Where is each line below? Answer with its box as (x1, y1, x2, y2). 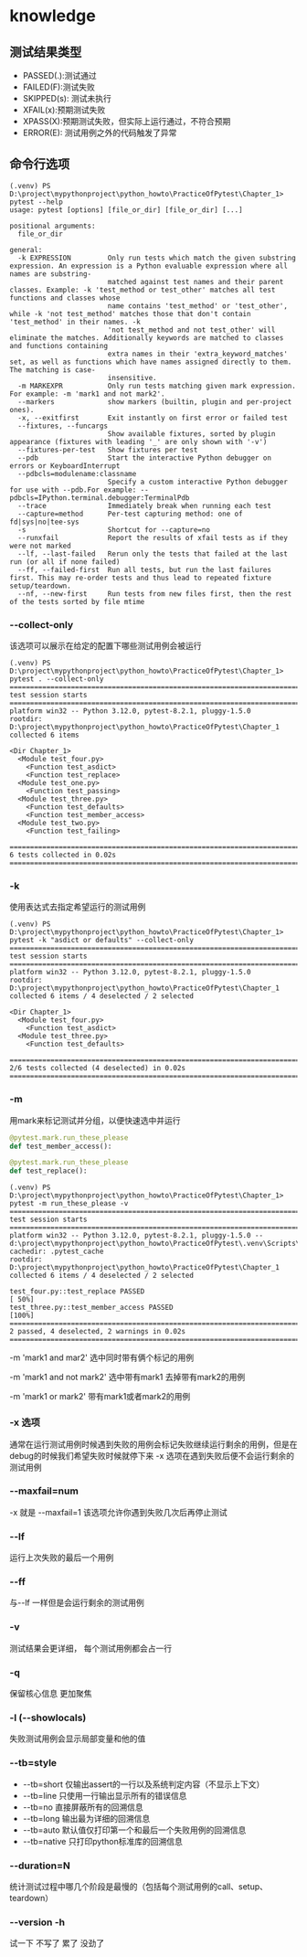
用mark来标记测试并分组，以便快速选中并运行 (9, 1114, 181, 1125)
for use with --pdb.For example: (9, 485, 137, 495)
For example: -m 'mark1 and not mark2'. (9, 389, 166, 399)
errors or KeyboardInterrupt (9, 461, 121, 471)
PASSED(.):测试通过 (22, 70, 98, 80)
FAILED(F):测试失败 (22, 81, 96, 92)
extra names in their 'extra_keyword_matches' (107, 349, 288, 358)
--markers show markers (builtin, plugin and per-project (17, 397, 292, 407)
